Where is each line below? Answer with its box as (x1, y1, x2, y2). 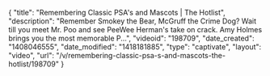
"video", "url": (8, 51, 55, 60)
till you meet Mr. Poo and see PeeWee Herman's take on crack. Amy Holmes (8, 25, 263, 34)
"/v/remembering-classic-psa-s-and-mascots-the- (56, 51, 226, 60)
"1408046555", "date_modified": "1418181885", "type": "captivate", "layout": (8, 42, 262, 52)
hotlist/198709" (8, 59, 59, 69)
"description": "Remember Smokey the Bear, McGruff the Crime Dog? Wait (8, 16, 257, 26)
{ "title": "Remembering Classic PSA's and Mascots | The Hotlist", (8, 8, 226, 17)
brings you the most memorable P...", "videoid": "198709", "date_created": (8, 33, 255, 43)
